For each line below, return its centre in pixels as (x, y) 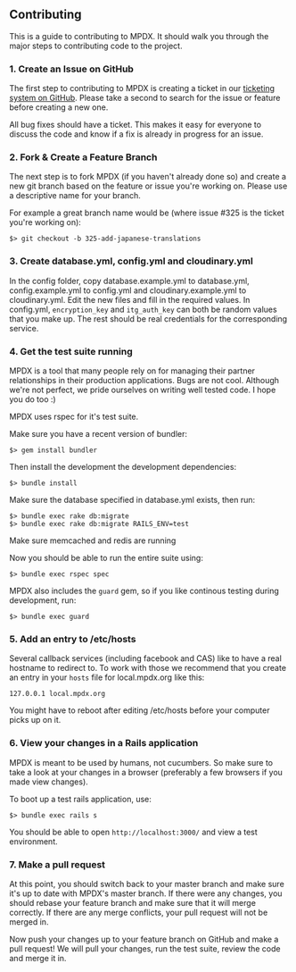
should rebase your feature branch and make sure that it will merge (133, 902)
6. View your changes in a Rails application (104, 743)
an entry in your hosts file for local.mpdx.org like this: (107, 677)
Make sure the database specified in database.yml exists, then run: (132, 500)
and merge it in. (38, 958)
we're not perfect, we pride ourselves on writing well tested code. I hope (143, 390)
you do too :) (33, 399)
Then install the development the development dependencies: (123, 467)
